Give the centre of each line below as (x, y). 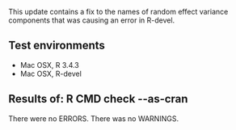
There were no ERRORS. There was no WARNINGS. (94, 118)
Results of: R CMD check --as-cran (98, 99)
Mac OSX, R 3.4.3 (49, 65)
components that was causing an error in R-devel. (92, 20)
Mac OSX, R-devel (51, 73)
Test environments (57, 46)
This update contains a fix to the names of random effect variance (118, 12)
